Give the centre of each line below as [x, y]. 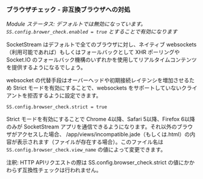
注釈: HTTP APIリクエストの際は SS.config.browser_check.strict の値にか [98, 163]
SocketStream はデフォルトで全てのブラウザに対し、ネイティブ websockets [101, 44]
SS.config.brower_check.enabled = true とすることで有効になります [92, 32]
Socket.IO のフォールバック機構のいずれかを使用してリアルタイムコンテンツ [102, 60]
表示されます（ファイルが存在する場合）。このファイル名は [90, 142]
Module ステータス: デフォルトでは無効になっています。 [76, 24]
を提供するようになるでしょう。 [46, 68]
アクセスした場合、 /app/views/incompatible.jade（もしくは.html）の [103, 135]
